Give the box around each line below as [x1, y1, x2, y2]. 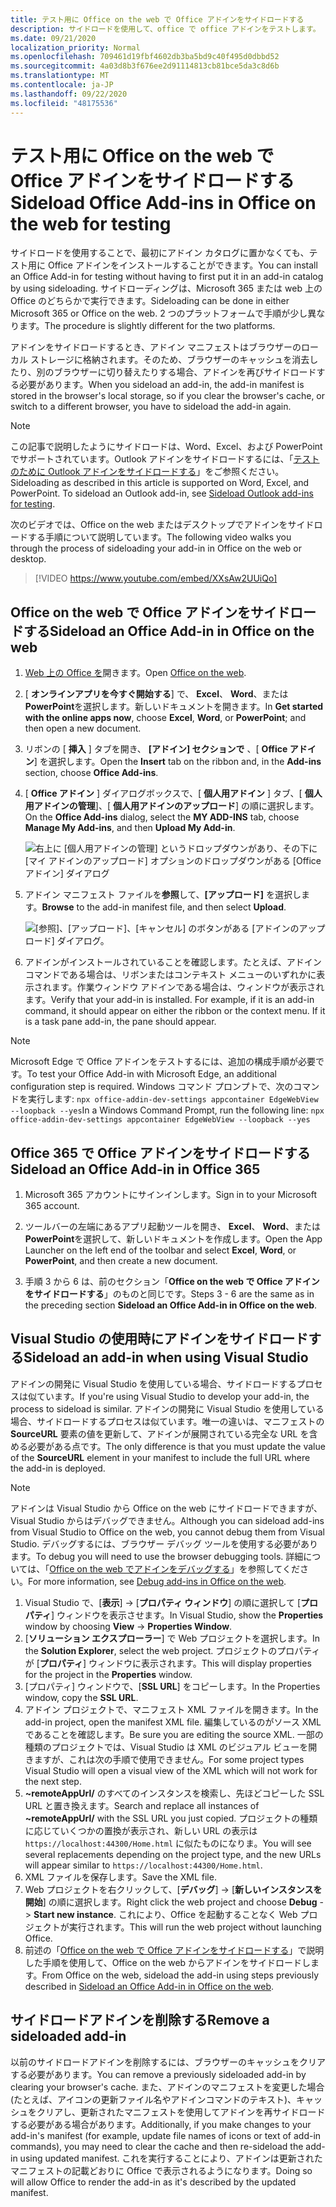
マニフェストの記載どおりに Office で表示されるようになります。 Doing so [10, 2164, 313, 2176]
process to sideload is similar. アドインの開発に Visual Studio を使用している [10, 1402, 325, 1415]
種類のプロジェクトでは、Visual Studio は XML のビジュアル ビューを [24, 1741, 309, 1753]
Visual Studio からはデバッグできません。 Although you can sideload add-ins [10, 1514, 325, 1526]
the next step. [24, 1775, 82, 1787]
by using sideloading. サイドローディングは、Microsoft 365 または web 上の [10, 282, 323, 295]
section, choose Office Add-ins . [24, 767, 159, 779]
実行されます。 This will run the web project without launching [68, 1921, 322, 1933]
